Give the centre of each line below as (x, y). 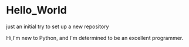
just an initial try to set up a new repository (58, 26)
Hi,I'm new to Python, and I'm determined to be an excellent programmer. (95, 38)
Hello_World (37, 10)
